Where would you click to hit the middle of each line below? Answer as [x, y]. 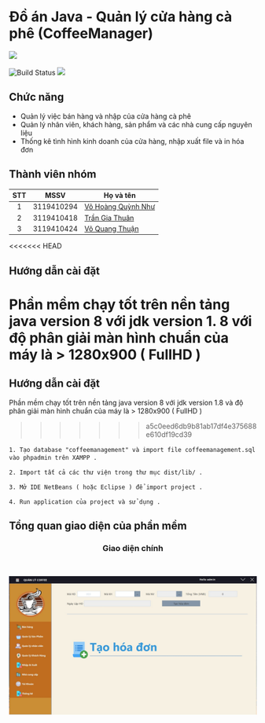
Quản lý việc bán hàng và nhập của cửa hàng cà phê [106, 116]
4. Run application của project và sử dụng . [85, 502]
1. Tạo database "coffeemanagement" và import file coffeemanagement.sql [132, 450]
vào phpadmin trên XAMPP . [53, 457]
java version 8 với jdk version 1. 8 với [131, 321]
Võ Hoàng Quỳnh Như [120, 207]
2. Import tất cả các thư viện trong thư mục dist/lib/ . [106, 472]
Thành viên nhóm [53, 174]
